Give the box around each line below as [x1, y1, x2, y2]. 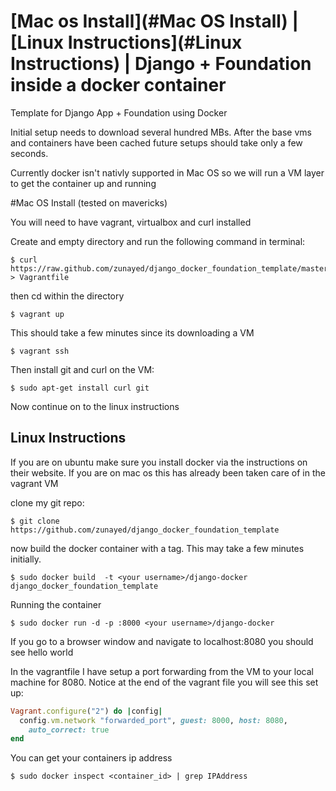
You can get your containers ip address [10, 752, 173, 764]
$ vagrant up [10, 309, 65, 319]
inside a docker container [10, 74, 227, 97]
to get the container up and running [10, 177, 157, 189]
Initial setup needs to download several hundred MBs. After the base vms [10, 126, 312, 138]
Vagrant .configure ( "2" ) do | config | [10, 706, 163, 716]
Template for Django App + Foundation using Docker [10, 106, 228, 119]
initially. [10, 553, 42, 565]
